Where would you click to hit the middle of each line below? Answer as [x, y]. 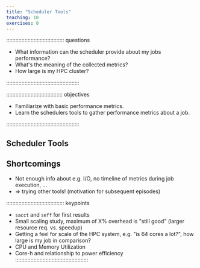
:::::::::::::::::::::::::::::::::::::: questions [48, 40]
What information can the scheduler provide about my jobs [88, 52]
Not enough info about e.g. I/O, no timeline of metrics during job [94, 178]
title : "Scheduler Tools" [39, 12]
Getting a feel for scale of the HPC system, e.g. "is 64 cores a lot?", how [104, 234]
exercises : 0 [23, 23]
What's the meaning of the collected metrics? [71, 65]
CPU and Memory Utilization [50, 247]
